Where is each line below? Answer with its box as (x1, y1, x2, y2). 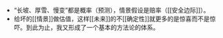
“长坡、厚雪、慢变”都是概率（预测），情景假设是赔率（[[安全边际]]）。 (13, 6, 210, 14)
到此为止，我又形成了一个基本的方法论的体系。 (26, 23, 159, 31)
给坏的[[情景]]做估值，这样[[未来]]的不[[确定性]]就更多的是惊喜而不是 (13, 15, 211, 23)
